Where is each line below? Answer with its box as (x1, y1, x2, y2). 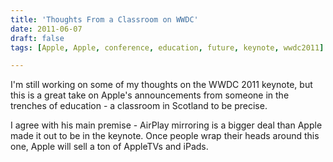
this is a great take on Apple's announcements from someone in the (10, 89, 290, 101)
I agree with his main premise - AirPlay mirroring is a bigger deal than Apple (10, 119, 323, 131)
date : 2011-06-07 (10, 24, 83, 34)
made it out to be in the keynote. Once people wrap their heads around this (10, 130, 320, 142)
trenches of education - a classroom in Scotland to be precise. (10, 100, 268, 112)
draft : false (10, 33, 65, 43)
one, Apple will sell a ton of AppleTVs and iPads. (10, 141, 209, 153)
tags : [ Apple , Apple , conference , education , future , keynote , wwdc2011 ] (10, 42, 325, 53)
